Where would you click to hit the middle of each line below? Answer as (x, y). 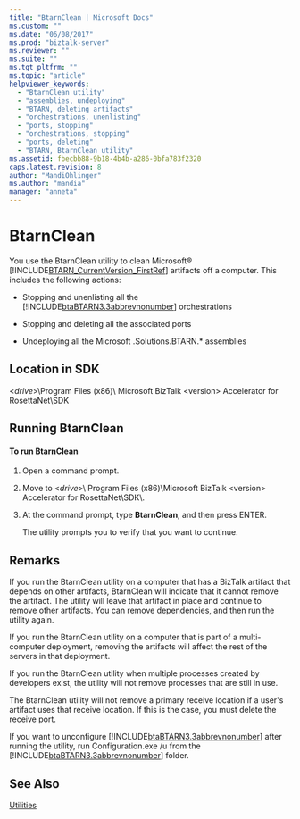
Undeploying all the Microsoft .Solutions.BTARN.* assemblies (134, 341)
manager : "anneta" (43, 192)
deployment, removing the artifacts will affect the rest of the (157, 647)
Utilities (23, 805)
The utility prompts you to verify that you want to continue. (130, 532)
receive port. (33, 719)
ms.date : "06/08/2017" (51, 34)
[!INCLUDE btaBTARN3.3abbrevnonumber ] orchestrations (127, 306)
